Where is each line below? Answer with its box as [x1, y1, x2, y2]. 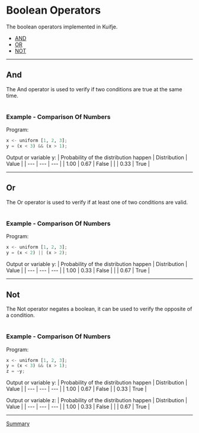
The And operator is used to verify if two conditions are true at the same [6, 85, 182, 92]
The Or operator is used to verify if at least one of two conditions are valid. [6, 198, 188, 206]
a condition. [6, 312, 36, 319]
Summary [6, 420, 30, 427]
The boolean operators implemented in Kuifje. [6, 23, 118, 30]
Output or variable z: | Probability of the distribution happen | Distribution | [6, 397, 188, 404]
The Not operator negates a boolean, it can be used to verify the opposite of [6, 306, 192, 312]
